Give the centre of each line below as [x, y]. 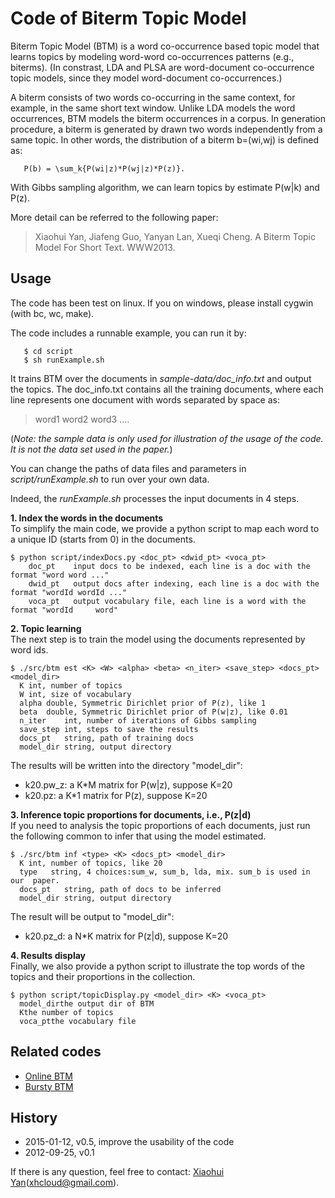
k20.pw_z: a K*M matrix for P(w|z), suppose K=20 [128, 784]
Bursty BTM [49, 1086]
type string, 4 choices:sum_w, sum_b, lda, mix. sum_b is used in [165, 872]
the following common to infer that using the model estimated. [138, 836]
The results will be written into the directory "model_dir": [126, 765]
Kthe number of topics [66, 1012]
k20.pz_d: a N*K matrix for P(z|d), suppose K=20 [126, 936]
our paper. [35, 880]
